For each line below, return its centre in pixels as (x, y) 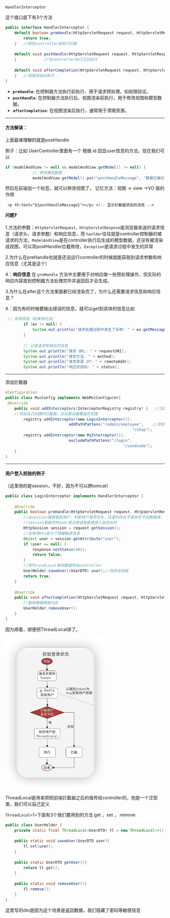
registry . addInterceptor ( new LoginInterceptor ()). (78, 419)
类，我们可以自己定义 (27, 804)
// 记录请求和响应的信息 (46, 346)
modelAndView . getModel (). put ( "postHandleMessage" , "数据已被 (96, 178)
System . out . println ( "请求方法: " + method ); (70, 357)
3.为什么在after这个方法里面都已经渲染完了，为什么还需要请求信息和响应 (81, 292)
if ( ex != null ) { (43, 324)
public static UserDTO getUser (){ (51, 862)
